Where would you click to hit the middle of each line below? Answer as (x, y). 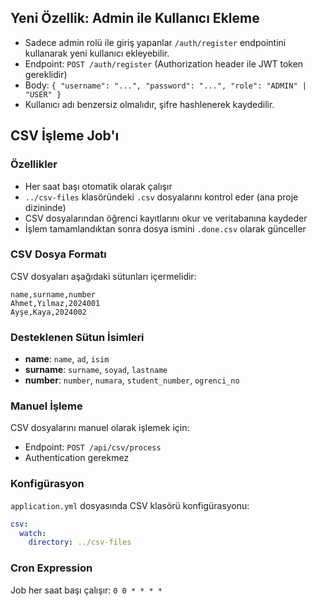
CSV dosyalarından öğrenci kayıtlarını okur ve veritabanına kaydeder (166, 218)
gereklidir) (46, 74)
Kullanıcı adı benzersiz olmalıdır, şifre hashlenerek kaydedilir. (149, 104)
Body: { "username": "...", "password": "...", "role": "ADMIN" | (165, 85)
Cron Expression (51, 568)
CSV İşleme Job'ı (65, 136)
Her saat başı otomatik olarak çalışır (98, 186)
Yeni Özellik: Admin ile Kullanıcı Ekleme (135, 18)
